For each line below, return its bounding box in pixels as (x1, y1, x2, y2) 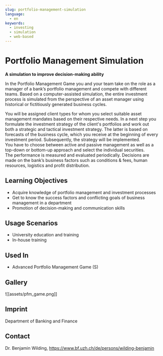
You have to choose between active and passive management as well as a (5, 142, 154, 147)
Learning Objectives (5, 177, 68, 185)
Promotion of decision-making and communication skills (12, 205, 125, 211)
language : (5, 12, 25, 17)
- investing (9, 25, 34, 30)
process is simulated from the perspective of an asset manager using (5, 96, 144, 102)
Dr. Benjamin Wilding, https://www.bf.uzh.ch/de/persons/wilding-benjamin (5, 345, 155, 351)
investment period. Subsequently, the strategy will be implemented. (5, 137, 140, 142)
